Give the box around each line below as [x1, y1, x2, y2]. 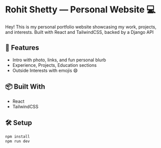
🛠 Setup [5, 118, 32, 127]
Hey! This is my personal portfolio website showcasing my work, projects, [5, 23, 157, 30]
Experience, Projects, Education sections [12, 62, 97, 68]
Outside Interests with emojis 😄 [12, 67, 78, 73]
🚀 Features [5, 43, 39, 52]
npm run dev [5, 139, 30, 144]
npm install [5, 134, 30, 140]
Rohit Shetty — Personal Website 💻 [5, 4, 156, 15]
